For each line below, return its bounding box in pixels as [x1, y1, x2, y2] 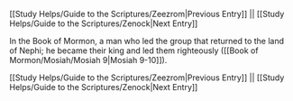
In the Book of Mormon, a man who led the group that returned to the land [9, 36, 285, 46]
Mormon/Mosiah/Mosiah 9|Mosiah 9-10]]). [9, 55, 168, 65]
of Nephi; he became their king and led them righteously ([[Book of [9, 45, 259, 56]
